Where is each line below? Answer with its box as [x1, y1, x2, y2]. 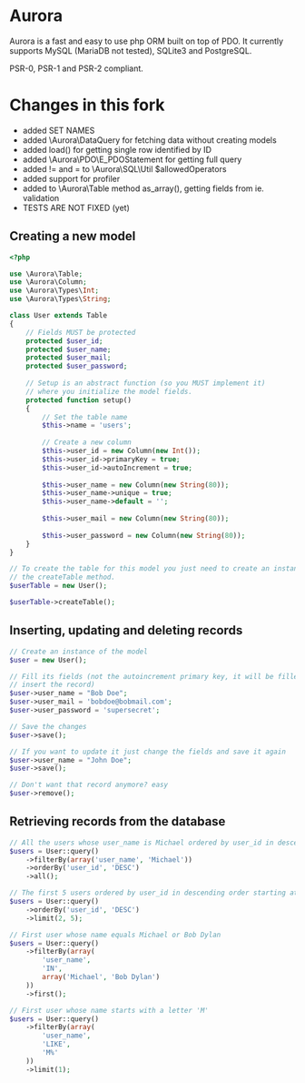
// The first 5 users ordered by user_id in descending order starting [9, 888, 286, 897]
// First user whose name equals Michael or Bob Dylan [9, 930, 221, 939]
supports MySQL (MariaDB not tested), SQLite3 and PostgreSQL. [9, 45, 252, 56]
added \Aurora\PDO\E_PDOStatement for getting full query [22, 154, 242, 165]
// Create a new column [42, 438, 132, 447]
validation [22, 192, 60, 203]
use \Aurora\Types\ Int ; [9, 286, 100, 296]
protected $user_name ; [25, 345, 112, 354]
